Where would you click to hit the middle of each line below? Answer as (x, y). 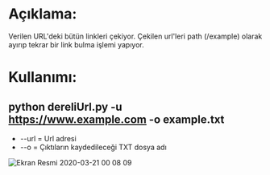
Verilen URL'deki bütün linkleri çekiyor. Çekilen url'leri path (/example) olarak (135, 36)
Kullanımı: (43, 77)
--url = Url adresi (48, 138)
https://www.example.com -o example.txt (116, 119)
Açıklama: (43, 14)
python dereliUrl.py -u (65, 106)
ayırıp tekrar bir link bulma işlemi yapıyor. (76, 44)
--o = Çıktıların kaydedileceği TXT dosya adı (93, 147)
